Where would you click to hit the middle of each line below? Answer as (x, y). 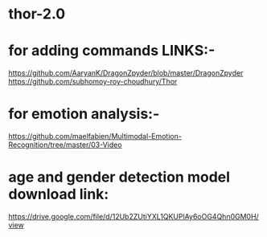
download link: (59, 194)
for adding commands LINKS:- (112, 51)
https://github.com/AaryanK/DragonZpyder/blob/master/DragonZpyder (126, 73)
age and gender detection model (119, 177)
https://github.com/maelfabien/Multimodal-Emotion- (95, 137)
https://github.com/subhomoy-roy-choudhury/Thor (93, 82)
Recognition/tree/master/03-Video (65, 145)
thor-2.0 (37, 14)
